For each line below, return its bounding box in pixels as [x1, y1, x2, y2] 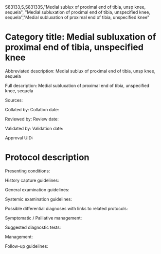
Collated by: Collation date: [5, 106, 59, 112]
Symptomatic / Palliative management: [5, 215, 82, 220]
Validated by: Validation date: [5, 125, 63, 131]
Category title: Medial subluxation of [5, 32, 157, 43]
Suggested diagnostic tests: [5, 224, 61, 230]
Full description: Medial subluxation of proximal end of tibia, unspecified [5, 83, 150, 88]
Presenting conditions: [5, 168, 50, 174]
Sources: [5, 97, 23, 103]
